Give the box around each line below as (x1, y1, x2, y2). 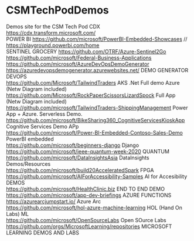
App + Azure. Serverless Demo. (6, 110, 83, 118)
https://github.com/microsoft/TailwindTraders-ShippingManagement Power (6, 104, 188, 111)
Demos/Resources (6, 160, 51, 168)
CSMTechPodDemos (6, 4, 110, 17)
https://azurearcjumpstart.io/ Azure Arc (6, 198, 101, 205)
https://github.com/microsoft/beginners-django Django (6, 142, 139, 149)
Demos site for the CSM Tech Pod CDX (6, 23, 101, 30)
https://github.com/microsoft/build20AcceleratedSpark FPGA (6, 166, 154, 173)
